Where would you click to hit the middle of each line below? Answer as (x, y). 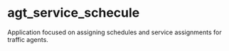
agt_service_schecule (74, 13)
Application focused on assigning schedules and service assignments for (114, 32)
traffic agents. (28, 39)
